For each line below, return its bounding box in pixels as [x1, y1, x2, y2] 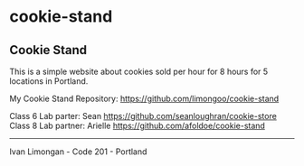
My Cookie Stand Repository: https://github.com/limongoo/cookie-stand [9, 93, 280, 104]
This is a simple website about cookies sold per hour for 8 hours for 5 [9, 66, 269, 77]
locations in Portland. [9, 76, 89, 87]
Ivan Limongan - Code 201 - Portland [9, 146, 147, 157]
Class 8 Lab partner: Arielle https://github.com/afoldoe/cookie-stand [9, 120, 265, 131]
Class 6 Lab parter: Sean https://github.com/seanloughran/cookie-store [9, 111, 278, 121]
